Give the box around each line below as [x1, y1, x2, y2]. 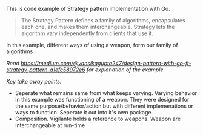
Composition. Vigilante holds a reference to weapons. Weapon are [15, 115, 181, 122]
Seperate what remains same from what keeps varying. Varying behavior [15, 90, 198, 96]
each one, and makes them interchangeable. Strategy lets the [21, 24, 175, 30]
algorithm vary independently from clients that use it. [21, 30, 153, 37]
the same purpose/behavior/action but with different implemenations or [15, 102, 194, 110]
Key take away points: [6, 78, 62, 85]
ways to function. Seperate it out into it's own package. [15, 109, 153, 116]
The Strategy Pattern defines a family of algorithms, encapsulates [21, 17, 186, 24]
